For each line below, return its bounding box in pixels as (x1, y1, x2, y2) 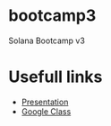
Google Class (21, 105, 72, 117)
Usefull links (8, 67, 103, 87)
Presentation (21, 96, 69, 107)
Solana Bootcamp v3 (8, 35, 86, 46)
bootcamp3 (8, 5, 97, 26)
